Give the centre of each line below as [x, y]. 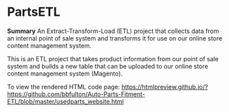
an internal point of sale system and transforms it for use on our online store [115, 38]
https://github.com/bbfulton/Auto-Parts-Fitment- [76, 94]
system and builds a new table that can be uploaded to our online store [108, 66]
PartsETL [34, 12]
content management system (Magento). [65, 74]
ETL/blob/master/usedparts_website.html [65, 101]
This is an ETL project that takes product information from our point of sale [113, 58]
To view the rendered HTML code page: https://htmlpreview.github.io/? [108, 87]
